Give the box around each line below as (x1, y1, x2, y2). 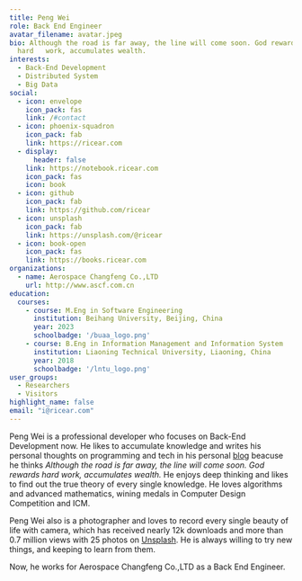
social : (9, 88, 39, 97)
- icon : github (17, 189, 75, 198)
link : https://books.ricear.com (25, 255, 147, 265)
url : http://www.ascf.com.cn (25, 281, 135, 290)
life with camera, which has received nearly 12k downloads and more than (9, 524, 284, 535)
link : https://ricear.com (25, 139, 123, 147)
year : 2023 (32, 323, 75, 332)
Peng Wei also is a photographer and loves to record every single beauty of (9, 514, 289, 526)
